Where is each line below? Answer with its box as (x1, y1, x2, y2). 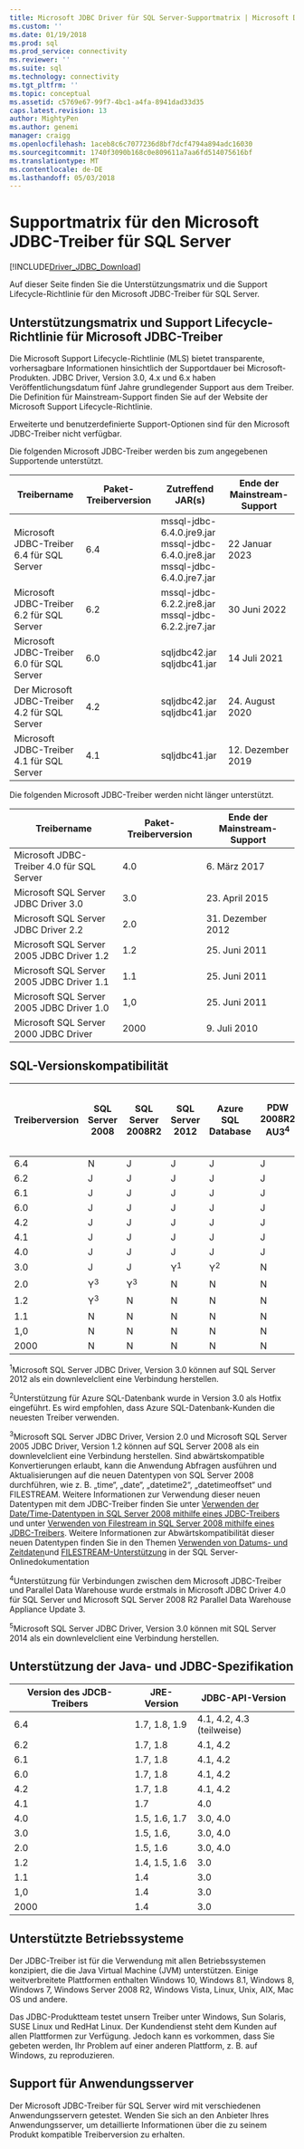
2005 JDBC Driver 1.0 (14, 1002, 109, 1014)
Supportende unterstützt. (9, 456, 104, 466)
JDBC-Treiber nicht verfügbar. (9, 428, 122, 439)
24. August (227, 695, 276, 707)
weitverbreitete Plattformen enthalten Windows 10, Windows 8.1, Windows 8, (9, 1974, 295, 1985)
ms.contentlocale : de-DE (9, 165, 103, 174)
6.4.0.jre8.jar (160, 549, 216, 561)
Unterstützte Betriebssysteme (9, 1931, 184, 1947)
